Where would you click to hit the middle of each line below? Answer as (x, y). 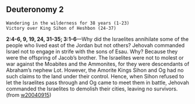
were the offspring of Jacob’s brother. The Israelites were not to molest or (95, 57)
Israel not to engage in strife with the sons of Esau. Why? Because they (92, 51)
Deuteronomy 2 (35, 10)
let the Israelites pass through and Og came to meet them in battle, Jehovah (97, 82)
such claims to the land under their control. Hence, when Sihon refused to (95, 76)
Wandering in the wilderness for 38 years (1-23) (68, 23)
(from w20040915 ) (29, 95)
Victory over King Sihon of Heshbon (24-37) (61, 28)
